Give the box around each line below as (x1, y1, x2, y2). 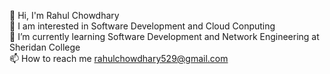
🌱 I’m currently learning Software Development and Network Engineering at (9, 31, 320, 42)
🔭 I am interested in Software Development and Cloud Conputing (9, 20, 276, 32)
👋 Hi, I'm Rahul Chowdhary (9, 10, 120, 21)
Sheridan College (9, 41, 81, 53)
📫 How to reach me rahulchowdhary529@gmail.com (9, 53, 229, 64)
